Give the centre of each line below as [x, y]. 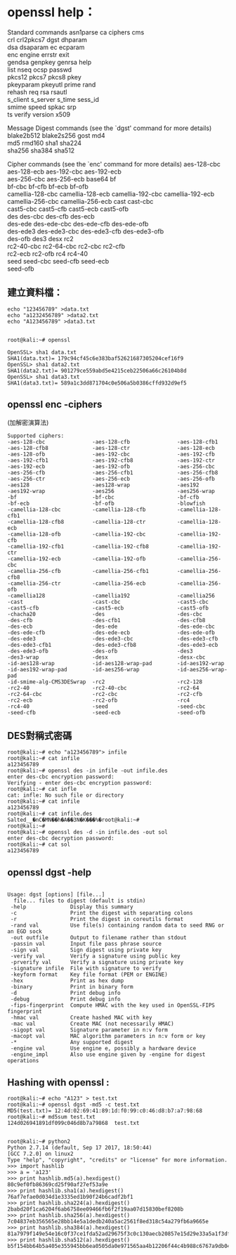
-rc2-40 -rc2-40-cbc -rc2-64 [103, 688]
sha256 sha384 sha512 [41, 150]
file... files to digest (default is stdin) [80, 901]
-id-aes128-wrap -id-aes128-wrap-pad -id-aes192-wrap [116, 663]
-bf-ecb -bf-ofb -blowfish [106, 503]
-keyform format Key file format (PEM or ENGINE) [89, 975]
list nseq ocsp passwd [40, 70]
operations [23, 1061]
